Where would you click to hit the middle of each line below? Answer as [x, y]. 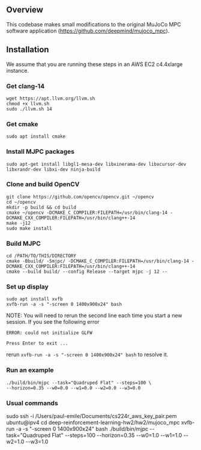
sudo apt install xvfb [34, 299]
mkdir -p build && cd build [41, 207]
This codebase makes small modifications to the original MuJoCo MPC [94, 24]
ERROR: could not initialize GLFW [49, 333]
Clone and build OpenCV [43, 184]
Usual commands [32, 403]
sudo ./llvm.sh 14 [29, 109]
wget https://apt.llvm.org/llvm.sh [51, 99]
